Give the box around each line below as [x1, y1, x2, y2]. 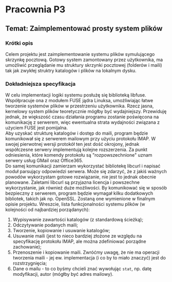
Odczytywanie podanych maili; [12, 222, 79, 228]
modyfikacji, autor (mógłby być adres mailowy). [12, 271, 114, 277]
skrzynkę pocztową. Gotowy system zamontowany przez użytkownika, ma [5, 57, 163, 63]
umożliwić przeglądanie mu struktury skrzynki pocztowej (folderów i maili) [5, 62, 163, 68]
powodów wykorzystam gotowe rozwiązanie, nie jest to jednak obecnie [5, 174, 157, 180]
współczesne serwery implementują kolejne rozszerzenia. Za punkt [5, 146, 148, 153]
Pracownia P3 [5, 4, 66, 15]
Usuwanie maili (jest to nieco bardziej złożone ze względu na [12, 233, 142, 239]
